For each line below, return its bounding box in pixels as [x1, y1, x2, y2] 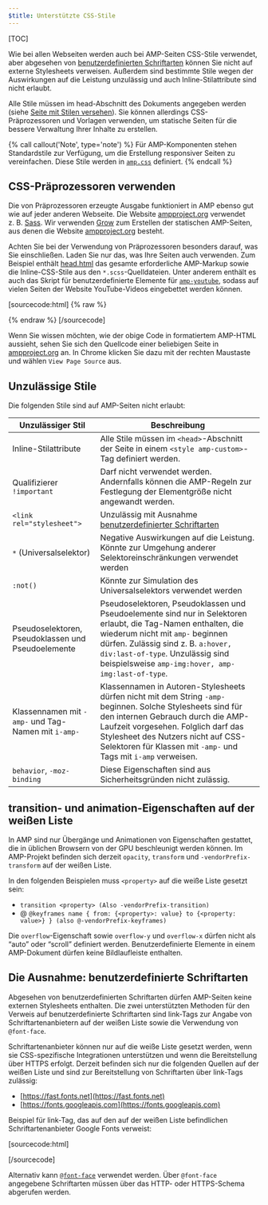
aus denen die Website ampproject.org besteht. [8, 226, 165, 236]
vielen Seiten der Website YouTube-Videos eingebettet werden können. [8, 285, 243, 294]
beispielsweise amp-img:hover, [100, 658, 215, 669]
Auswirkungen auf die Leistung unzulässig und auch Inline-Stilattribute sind [8, 74, 257, 84]
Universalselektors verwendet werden [100, 585, 242, 597]
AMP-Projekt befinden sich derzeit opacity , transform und [8, 852, 199, 862]
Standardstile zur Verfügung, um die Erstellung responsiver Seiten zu [8, 148, 235, 158]
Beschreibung [150, 420, 206, 431]
